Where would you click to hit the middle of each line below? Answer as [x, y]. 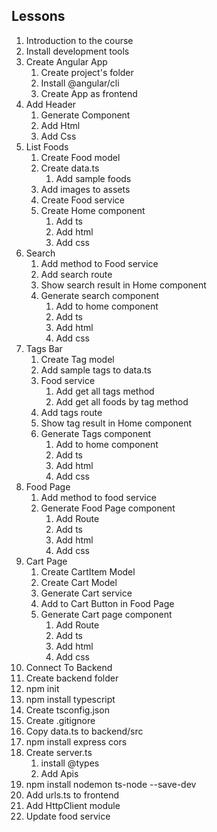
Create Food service [83, 200]
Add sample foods [93, 178]
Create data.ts [70, 168]
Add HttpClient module [73, 805]
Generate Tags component [96, 433]
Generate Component [85, 115]
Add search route [76, 274]
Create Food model [80, 157]
